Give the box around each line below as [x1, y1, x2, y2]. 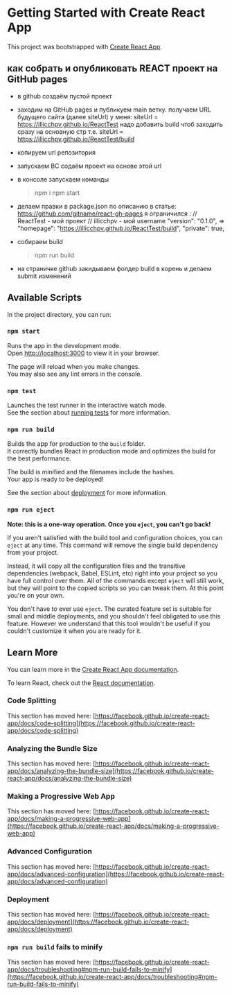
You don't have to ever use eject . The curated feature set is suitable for [7, 605, 212, 613]
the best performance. [7, 454, 71, 462]
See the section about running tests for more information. [7, 408, 171, 417]
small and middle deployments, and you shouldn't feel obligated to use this [7, 612, 221, 620]
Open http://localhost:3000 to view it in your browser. [7, 349, 161, 357]
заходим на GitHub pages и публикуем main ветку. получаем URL [17, 105, 211, 114]
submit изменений [17, 272, 71, 280]
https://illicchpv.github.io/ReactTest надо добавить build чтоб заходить [17, 120, 223, 128]
